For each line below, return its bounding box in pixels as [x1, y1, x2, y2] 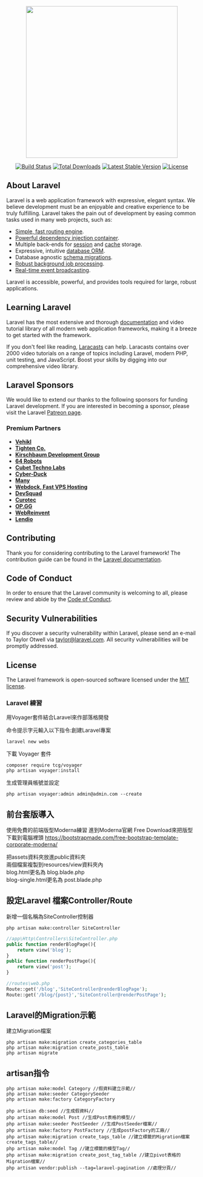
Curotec [15, 496, 36, 503]
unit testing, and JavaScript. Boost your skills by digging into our [6, 356, 167, 363]
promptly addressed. [6, 643, 59, 650]
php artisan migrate [6, 1050, 59, 1056]
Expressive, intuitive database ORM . [15, 247, 105, 254]
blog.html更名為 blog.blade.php [6, 868, 85, 876]
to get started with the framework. [6, 331, 92, 338]
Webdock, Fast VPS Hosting [15, 483, 88, 490]
